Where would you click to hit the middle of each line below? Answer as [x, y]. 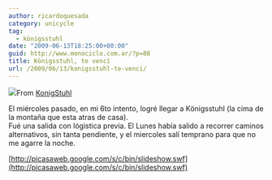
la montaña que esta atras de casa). [68, 117]
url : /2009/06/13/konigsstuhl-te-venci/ [78, 69]
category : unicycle [41, 24]
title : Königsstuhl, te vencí [60, 62]
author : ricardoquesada [49, 16]
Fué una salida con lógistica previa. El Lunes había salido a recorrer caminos [136, 126]
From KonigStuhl [44, 92]
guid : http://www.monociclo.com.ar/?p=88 [80, 54]
